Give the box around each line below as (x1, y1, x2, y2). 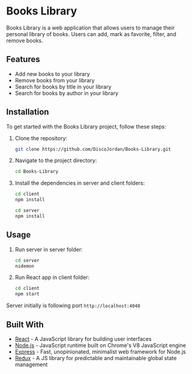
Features (6, 54, 40, 64)
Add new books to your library (14, 70, 90, 78)
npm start (14, 291, 40, 297)
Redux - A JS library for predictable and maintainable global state (14, 354, 177, 361)
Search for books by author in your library (14, 89, 119, 97)
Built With (6, 319, 44, 330)
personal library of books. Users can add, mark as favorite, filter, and (6, 30, 176, 37)
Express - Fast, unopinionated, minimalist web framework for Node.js (14, 348, 186, 355)
